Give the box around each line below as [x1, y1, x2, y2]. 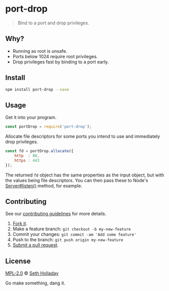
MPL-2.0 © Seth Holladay [5, 270, 59, 276]
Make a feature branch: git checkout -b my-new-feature [12, 226, 131, 232]
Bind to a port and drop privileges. [17, 20, 90, 26]
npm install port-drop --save [5, 87, 70, 92]
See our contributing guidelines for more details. [5, 211, 107, 217]
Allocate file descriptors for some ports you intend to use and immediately [5, 133, 160, 139]
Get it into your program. [5, 115, 57, 121]
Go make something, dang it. [5, 280, 65, 286]
